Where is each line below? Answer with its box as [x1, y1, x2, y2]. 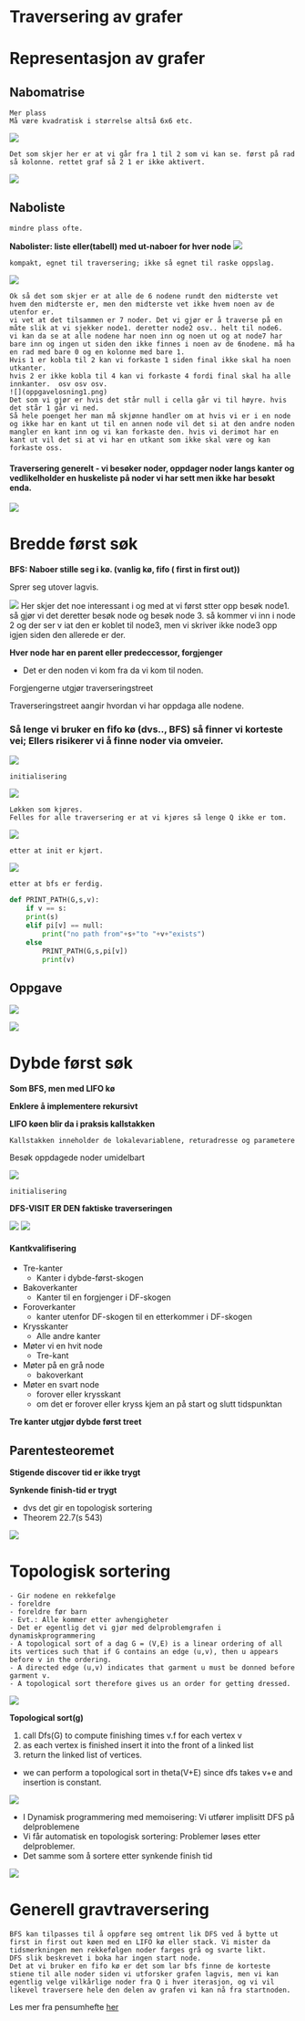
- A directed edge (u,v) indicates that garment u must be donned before [9, 1663, 296, 1672]
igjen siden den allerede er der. [9, 630, 126, 641]
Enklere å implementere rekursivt [9, 1101, 138, 1112]
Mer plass [9, 109, 47, 118]
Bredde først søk [9, 534, 138, 554]
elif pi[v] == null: [25, 921, 104, 930]
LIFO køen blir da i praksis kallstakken [9, 1118, 156, 1129]
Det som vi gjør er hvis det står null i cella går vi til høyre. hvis [9, 395, 287, 404]
